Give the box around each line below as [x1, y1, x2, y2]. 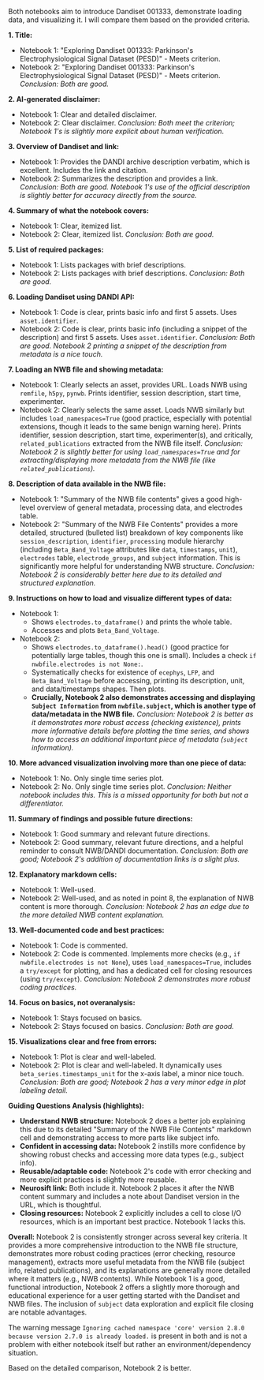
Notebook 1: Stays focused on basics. [19, 1013, 143, 1023]
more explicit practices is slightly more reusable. [19, 1175, 177, 1184]
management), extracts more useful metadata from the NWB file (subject [8, 1258, 245, 1266]
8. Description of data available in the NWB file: [8, 479, 166, 488]
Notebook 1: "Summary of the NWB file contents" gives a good [19, 495, 224, 503]
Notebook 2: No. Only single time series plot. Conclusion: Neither [19, 782, 232, 791]
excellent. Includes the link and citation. [19, 166, 148, 174]
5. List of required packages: [8, 245, 104, 254]
